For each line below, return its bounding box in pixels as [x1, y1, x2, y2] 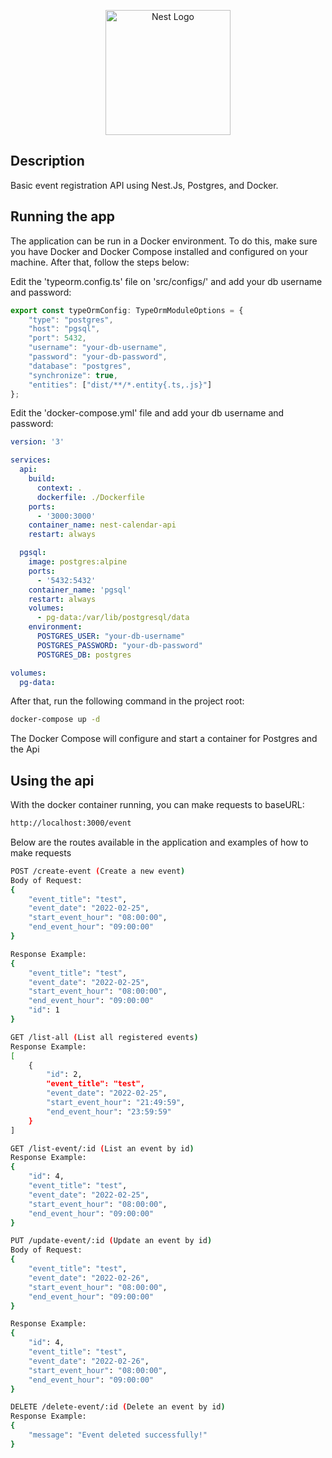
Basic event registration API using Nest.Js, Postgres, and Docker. [10, 179, 279, 191]
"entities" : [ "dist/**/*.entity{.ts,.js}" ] [28, 380, 213, 390]
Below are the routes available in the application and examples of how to [10, 836, 309, 848]
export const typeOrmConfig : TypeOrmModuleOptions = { [10, 305, 244, 315]
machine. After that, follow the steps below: [10, 256, 190, 268]
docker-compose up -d [10, 715, 101, 725]
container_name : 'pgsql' [28, 585, 132, 595]
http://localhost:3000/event [10, 818, 132, 829]
